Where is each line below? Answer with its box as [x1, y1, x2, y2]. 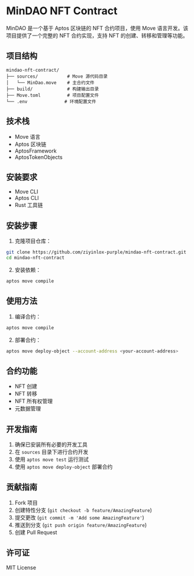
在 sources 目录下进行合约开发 [14, 448, 89, 455]
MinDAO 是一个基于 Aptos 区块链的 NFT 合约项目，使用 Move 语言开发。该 [6, 24, 189, 31]
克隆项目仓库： [14, 237, 51, 244]
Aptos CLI [14, 195, 40, 202]
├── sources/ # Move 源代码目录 [6, 73, 108, 79]
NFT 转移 [14, 390, 37, 397]
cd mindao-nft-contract [6, 255, 65, 261]
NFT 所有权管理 [14, 397, 53, 405]
